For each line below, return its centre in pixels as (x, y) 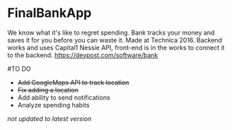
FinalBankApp (50, 13)
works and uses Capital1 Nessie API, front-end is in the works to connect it (116, 47)
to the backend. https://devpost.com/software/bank (83, 55)
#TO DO (19, 69)
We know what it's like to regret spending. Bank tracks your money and (111, 32)
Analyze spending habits (53, 105)
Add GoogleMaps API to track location (73, 82)
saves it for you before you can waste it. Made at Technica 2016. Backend (115, 40)
